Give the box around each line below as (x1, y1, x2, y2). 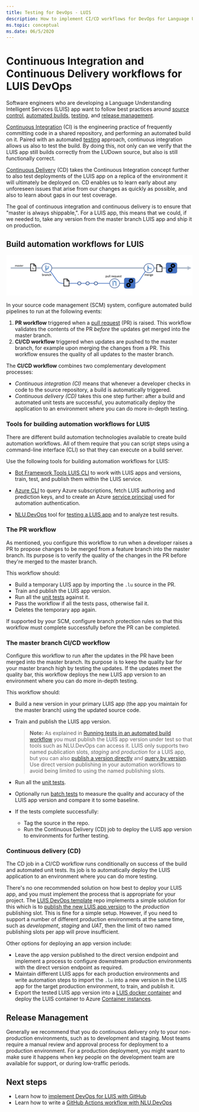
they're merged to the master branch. (6, 557, 98, 565)
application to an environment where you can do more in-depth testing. (14, 405, 189, 412)
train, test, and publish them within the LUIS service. (14, 475, 143, 482)
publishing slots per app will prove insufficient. (6, 928, 120, 935)
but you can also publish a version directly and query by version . (29, 755, 188, 762)
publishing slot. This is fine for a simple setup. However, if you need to (6, 909, 178, 916)
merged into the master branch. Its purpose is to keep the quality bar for (6, 658, 182, 666)
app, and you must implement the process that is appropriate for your (6, 890, 176, 898)
